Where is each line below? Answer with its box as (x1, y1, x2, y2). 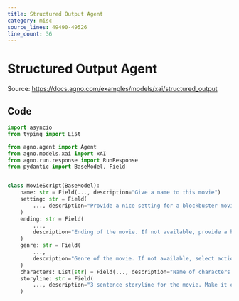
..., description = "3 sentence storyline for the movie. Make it (33, 282, 228, 289)
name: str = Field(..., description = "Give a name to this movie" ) (20, 189, 221, 196)
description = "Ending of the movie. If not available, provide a (33, 228, 228, 236)
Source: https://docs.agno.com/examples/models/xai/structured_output (7, 85, 218, 93)
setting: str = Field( (20, 196, 87, 203)
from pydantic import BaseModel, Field (7, 163, 126, 171)
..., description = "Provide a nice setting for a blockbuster (33, 202, 218, 209)
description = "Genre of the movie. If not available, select (33, 255, 215, 262)
